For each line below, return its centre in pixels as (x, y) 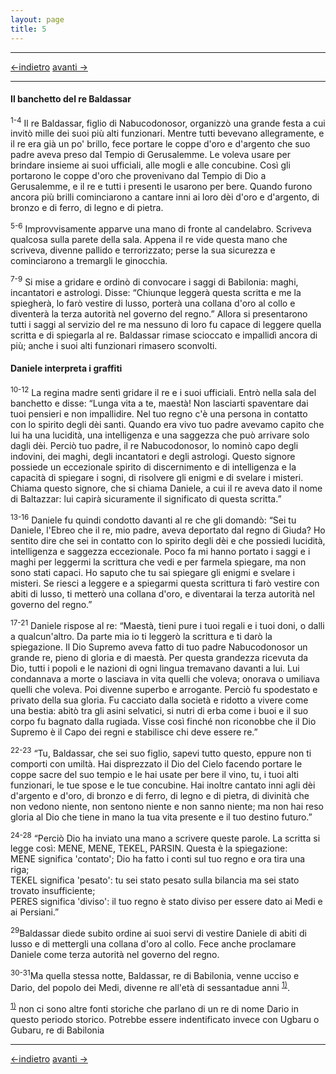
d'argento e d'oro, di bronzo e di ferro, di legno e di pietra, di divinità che (160, 795)
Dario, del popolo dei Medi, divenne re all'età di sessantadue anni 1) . (150, 987)
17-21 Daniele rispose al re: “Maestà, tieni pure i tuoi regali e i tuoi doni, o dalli (167, 624)
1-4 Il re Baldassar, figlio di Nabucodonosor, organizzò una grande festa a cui (168, 122)
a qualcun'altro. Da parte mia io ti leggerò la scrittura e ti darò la (141, 636)
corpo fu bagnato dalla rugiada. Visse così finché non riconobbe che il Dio (163, 721)
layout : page (37, 19)
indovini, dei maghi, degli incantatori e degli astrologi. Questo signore (153, 456)
